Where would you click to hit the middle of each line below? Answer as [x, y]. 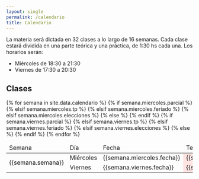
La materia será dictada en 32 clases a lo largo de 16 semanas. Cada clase [97, 40]
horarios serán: [25, 52]
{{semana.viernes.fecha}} [138, 168]
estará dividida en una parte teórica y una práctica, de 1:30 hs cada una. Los [99, 46]
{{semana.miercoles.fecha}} [142, 158]
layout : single [25, 12]
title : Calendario [29, 23]
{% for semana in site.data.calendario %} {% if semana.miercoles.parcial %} [99, 103]
